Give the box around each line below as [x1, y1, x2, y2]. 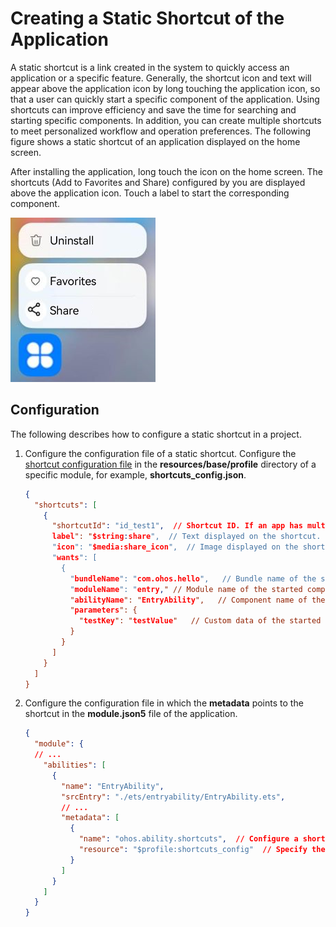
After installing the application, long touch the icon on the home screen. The [10, 165, 323, 177]
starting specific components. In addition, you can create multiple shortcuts [10, 114, 322, 126]
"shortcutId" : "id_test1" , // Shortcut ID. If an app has [51, 521, 303, 531]
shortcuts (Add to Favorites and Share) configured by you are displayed [10, 176, 306, 188]
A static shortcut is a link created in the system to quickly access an [10, 61, 290, 73]
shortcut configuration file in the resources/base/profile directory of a [24, 458, 317, 470]
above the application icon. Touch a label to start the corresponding [10, 187, 290, 199]
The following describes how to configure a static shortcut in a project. [10, 428, 302, 440]
